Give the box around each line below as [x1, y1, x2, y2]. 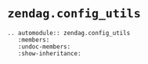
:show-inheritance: [17, 49, 81, 57]
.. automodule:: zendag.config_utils [7, 29, 131, 37]
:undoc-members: [17, 42, 71, 51]
